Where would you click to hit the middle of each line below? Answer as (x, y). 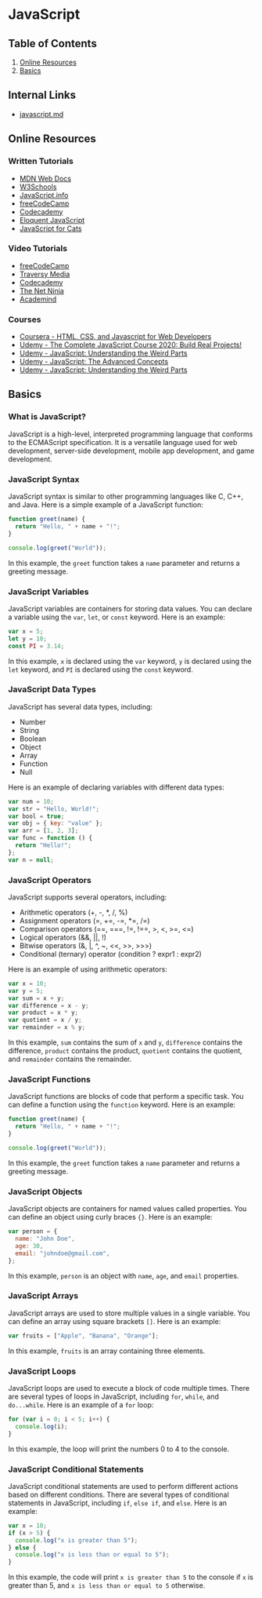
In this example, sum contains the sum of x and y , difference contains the (125, 1042)
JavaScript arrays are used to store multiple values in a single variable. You (129, 1313)
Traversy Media (45, 274)
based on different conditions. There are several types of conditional (118, 1494)
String (29, 730)
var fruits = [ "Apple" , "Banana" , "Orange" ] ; (83, 1336)
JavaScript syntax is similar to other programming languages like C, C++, (126, 497)
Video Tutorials (38, 249)
